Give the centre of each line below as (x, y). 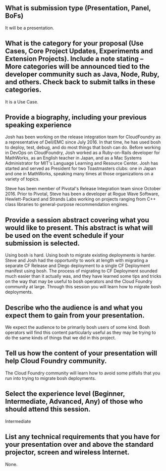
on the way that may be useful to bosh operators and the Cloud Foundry (79, 281)
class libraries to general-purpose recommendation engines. (67, 205)
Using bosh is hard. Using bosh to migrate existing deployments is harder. (81, 255)
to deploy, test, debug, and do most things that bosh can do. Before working (83, 148)
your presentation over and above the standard (79, 445)
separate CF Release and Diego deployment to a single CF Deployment (78, 266)
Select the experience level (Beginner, (65, 394)
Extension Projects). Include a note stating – (74, 59)
